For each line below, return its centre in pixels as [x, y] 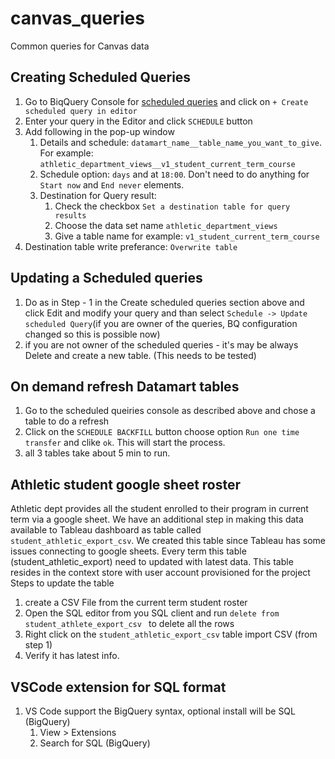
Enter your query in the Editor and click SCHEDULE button [138, 121]
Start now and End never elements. [112, 184]
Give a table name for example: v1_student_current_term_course [187, 236]
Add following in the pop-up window [99, 131]
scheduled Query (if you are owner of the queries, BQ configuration [161, 323]
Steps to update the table [62, 583]
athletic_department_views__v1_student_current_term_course [167, 164]
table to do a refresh [67, 421]
